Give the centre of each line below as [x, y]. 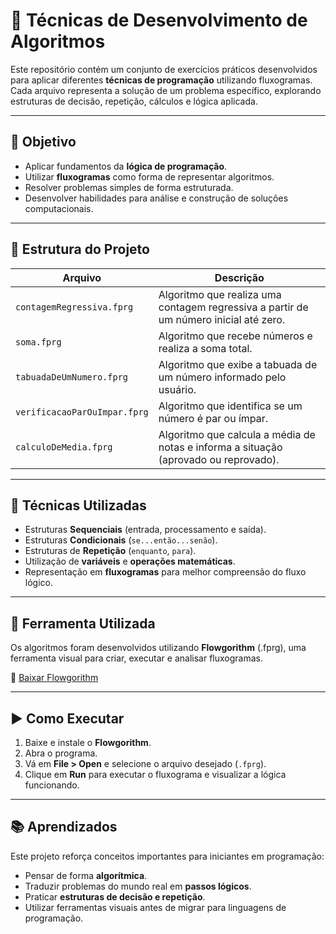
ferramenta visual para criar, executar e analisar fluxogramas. [136, 658]
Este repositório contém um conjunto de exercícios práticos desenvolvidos [164, 69]
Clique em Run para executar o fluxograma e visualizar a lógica [155, 774]
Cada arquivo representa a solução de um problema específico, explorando [166, 90]
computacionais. [59, 208]
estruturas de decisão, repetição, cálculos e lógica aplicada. [134, 101]
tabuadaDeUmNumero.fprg [72, 377]
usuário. [177, 389]
